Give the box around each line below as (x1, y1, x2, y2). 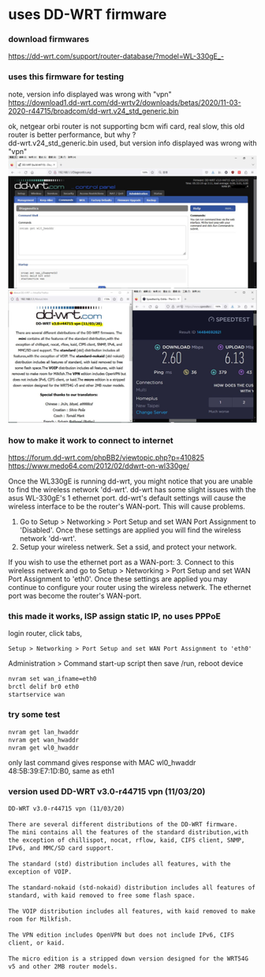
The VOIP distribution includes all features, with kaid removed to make (8, 907, 256, 915)
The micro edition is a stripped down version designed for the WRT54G (8, 954, 248, 963)
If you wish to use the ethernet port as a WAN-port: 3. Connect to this (8, 558, 234, 567)
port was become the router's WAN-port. (8, 591, 142, 601)
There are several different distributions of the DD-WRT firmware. (8, 820, 238, 829)
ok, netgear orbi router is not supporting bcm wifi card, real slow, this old (8, 121, 245, 131)
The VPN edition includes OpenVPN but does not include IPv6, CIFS (8, 930, 235, 939)
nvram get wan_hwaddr (8, 736, 80, 744)
